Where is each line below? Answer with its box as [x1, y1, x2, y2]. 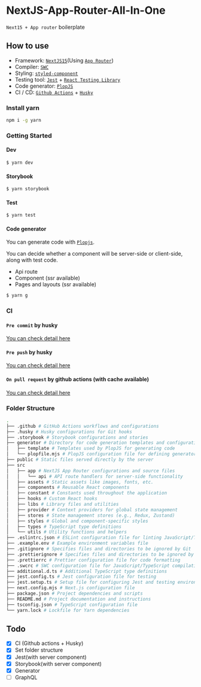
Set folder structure [14, 646, 63, 654]
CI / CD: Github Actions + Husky [14, 88, 94, 96]
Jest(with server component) [14, 653, 87, 661]
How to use [6, 41, 49, 51]
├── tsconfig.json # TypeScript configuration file [6, 601, 138, 608]
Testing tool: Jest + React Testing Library [14, 76, 121, 83]
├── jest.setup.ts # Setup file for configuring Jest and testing [6, 580, 175, 586]
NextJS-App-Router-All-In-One [6, 4, 166, 17]
